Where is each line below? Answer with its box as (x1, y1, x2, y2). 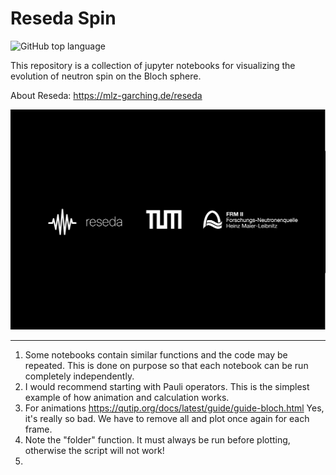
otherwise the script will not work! (24, 444, 165, 456)
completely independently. (24, 370, 135, 382)
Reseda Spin (10, 7, 117, 30)
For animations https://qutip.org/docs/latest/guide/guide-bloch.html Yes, (24, 402, 325, 414)
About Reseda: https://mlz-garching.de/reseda (10, 89, 203, 101)
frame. (24, 423, 53, 435)
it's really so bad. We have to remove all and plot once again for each (24, 412, 310, 424)
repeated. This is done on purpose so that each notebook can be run (24, 359, 309, 371)
